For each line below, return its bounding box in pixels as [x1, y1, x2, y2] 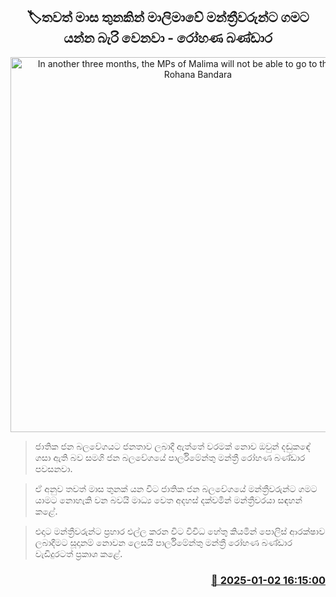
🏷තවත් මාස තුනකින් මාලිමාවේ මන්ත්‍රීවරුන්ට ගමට [26, 9, 310, 26]
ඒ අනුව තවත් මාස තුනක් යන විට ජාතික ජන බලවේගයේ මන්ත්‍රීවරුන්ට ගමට [34, 482, 318, 494]
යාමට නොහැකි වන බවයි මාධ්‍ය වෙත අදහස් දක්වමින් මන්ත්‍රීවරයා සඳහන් [34, 494, 303, 506]
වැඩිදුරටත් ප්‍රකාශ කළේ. [34, 547, 123, 559]
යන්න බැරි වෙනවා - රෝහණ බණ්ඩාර [63, 30, 273, 47]
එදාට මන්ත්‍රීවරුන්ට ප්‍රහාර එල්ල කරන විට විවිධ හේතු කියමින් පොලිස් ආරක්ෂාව [34, 525, 326, 537]
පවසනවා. [34, 462, 73, 474]
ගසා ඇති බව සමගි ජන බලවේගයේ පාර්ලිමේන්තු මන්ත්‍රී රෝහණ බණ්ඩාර [34, 451, 306, 463]
